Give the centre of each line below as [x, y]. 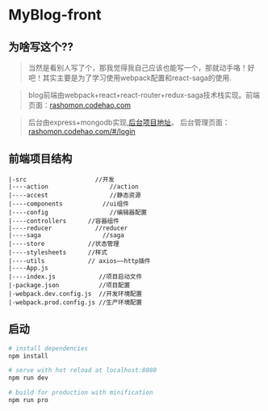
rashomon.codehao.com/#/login [82, 131]
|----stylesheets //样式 [58, 252]
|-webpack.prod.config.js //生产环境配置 [75, 302]
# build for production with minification [81, 393]
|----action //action [73, 186]
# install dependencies [48, 348]
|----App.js [28, 268]
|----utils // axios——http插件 [80, 261]
